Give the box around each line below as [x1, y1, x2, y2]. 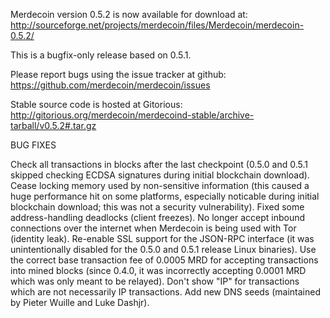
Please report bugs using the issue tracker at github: [10, 69, 227, 80]
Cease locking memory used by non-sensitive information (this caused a [10, 180, 310, 191]
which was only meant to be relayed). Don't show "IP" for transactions [10, 275, 300, 287]
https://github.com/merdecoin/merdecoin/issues [10, 79, 211, 91]
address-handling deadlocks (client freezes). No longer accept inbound [10, 212, 306, 223]
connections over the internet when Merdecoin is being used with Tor [10, 222, 297, 234]
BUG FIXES [10, 139, 57, 151]
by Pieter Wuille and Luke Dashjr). [10, 297, 150, 308]
